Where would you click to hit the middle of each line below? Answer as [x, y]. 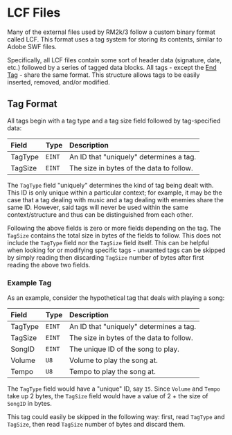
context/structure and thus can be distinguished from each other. [100, 214]
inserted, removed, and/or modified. [59, 82]
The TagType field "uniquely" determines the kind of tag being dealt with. [110, 185]
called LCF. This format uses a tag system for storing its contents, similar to [115, 39]
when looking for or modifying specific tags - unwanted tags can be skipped [116, 250]
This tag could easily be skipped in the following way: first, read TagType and [116, 417]
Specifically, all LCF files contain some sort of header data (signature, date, [114, 60]
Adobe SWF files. [32, 46]
